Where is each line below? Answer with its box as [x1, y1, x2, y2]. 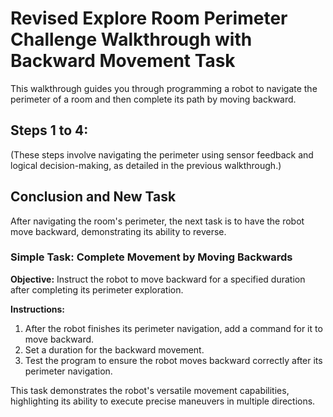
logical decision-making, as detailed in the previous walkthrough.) [10, 159, 282, 171]
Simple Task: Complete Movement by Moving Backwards [10, 250, 293, 264]
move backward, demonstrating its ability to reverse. [10, 225, 227, 237]
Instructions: [10, 303, 66, 315]
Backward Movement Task [10, 50, 236, 72]
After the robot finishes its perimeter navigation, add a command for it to [24, 322, 323, 334]
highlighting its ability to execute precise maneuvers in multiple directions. [10, 395, 316, 407]
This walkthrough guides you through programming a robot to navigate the [10, 82, 318, 94]
